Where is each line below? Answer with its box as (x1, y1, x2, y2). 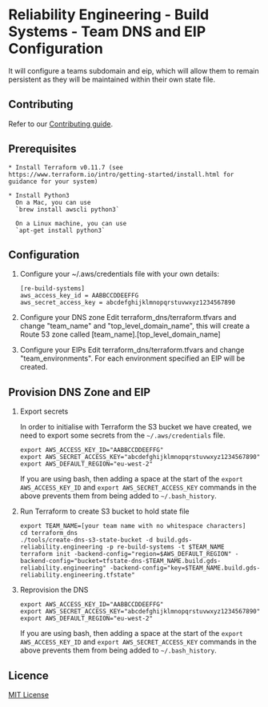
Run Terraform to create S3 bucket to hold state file (19, 506, 190, 517)
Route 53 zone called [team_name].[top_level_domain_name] (19, 330, 222, 339)
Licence (8, 669, 50, 682)
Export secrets (19, 406, 69, 417)
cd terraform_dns (19, 529, 78, 537)
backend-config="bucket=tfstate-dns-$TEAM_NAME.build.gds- (19, 557, 222, 565)
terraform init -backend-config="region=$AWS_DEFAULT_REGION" (19, 550, 232, 558)
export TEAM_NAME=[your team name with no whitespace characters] (19, 522, 246, 530)
